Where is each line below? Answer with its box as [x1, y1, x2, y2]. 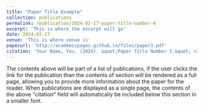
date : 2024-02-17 [6, 31, 50, 38]
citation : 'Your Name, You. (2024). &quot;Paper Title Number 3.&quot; [6, 48, 191, 54]
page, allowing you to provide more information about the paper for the [6, 78, 184, 85]
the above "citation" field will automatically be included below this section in [6, 90, 197, 97]
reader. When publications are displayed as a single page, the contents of [6, 84, 191, 91]
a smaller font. [6, 97, 42, 104]
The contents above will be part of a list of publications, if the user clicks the [6, 65, 197, 72]
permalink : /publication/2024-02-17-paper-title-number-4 [6, 20, 156, 26]
